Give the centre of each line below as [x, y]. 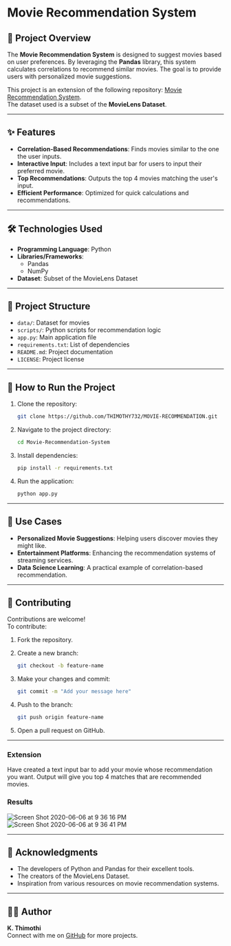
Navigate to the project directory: [64, 430]
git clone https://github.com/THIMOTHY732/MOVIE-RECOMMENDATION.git [117, 417]
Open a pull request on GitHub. [61, 730]
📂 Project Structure [49, 306]
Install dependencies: [47, 455]
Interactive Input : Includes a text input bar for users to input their [110, 164]
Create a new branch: [48, 653]
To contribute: [27, 626]
